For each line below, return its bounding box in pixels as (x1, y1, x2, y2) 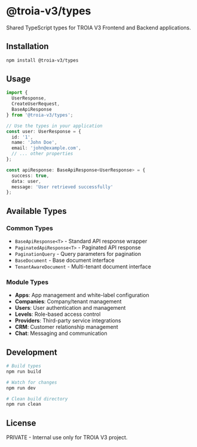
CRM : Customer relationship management (14, 324, 118, 331)
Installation (6, 41, 49, 52)
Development (6, 347, 58, 357)
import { (6, 90, 28, 96)
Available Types (6, 206, 67, 216)
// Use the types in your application (6, 123, 103, 129)
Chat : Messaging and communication (14, 330, 107, 337)
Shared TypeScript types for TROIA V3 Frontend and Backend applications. (6, 24, 191, 31)
